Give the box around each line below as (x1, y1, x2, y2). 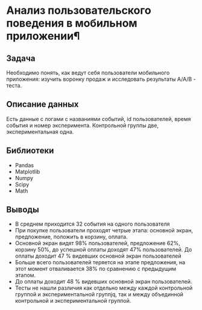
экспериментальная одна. (6, 128, 74, 135)
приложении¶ (6, 29, 80, 43)
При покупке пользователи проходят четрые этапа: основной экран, (14, 227, 194, 234)
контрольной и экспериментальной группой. (14, 297, 131, 305)
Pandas (14, 161, 34, 169)
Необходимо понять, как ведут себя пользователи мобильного (6, 69, 170, 76)
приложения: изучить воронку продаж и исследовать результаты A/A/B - (6, 76, 196, 82)
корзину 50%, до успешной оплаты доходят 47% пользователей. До (14, 246, 192, 253)
